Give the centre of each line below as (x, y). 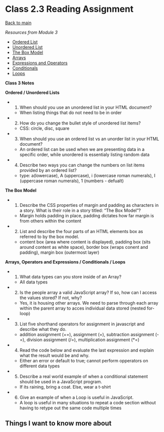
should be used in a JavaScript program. (61, 382)
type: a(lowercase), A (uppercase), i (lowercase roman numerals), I (87, 175)
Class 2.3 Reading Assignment (69, 9)
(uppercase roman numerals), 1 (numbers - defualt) (72, 181)
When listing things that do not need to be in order (71, 113)
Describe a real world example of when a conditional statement (84, 376)
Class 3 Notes (20, 83)
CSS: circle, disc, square (45, 128)
